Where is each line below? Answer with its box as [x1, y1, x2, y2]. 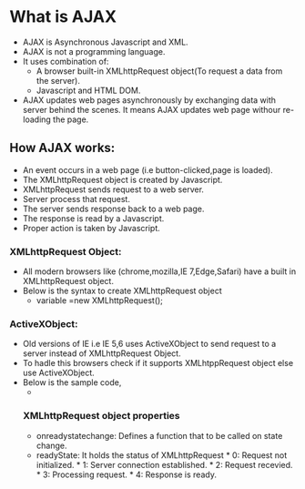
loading [22, 114, 52, 125]
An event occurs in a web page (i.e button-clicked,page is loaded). [22, 164, 273, 175]
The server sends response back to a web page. [22, 203, 205, 214]
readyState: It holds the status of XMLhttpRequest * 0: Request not [36, 449, 288, 461]
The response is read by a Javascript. [22, 212, 165, 224]
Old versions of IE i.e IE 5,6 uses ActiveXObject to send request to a [22, 339, 277, 350]
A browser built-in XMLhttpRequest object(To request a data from [36, 66, 283, 76]
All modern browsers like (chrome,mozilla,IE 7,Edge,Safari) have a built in [22, 266, 297, 277]
